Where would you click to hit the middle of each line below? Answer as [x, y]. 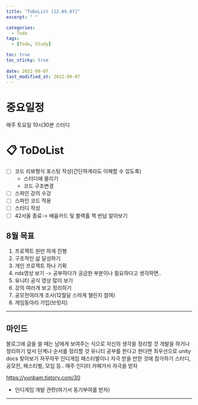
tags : [13, 39]
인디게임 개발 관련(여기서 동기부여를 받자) [62, 390]
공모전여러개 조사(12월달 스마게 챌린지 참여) [65, 296]
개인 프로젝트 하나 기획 [41, 266]
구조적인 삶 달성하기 [37, 258]
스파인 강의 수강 [33, 193]
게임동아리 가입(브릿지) [41, 303]
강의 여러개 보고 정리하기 [43, 288]
